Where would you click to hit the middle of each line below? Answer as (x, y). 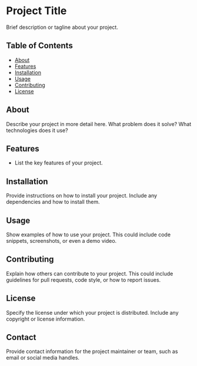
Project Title (36, 11)
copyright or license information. (46, 319)
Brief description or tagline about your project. (62, 27)
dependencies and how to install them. (53, 202)
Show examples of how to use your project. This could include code (89, 235)
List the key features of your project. (59, 163)
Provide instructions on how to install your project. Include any (82, 196)
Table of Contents (40, 46)
